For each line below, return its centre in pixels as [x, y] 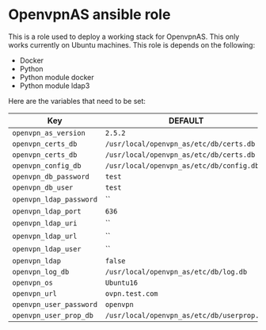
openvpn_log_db [41, 272]
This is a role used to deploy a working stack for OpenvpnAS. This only [124, 36]
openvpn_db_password [51, 177]
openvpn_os [32, 282]
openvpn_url [35, 294]
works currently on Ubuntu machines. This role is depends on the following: [132, 44]
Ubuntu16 [122, 282]
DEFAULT [186, 121]
